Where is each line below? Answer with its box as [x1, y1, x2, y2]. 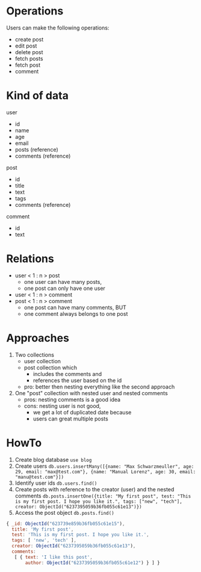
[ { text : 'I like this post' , [14, 554, 93, 560]
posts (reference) [14, 146, 58, 153]
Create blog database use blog [14, 456, 92, 463]
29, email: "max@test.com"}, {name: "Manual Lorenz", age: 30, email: [14, 469, 196, 475]
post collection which [23, 364, 77, 371]
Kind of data [6, 89, 69, 103]
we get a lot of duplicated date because [32, 408, 132, 416]
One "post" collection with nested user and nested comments [14, 389, 169, 396]
